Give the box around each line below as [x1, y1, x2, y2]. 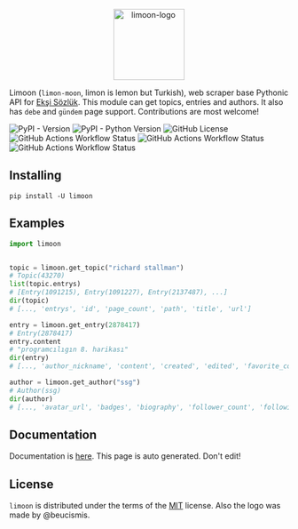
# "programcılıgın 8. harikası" [9, 345, 129, 355]
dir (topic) [9, 296, 50, 305]
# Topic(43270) [9, 271, 66, 280]
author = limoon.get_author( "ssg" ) [9, 378, 141, 387]
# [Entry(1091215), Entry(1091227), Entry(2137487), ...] [9, 288, 228, 297]
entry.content [9, 337, 62, 346]
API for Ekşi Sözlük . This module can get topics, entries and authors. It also [9, 97, 284, 107]
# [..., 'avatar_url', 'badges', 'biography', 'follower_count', [9, 403, 255, 412]
